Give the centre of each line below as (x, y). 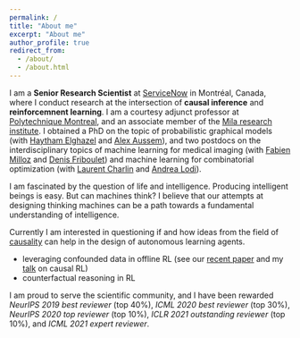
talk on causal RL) (55, 268)
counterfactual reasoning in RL (79, 277)
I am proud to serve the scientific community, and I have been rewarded (142, 295)
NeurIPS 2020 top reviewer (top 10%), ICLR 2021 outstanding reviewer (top (147, 314)
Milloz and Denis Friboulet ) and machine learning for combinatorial (132, 159)
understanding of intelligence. (64, 215)
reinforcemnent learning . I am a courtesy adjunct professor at (124, 112)
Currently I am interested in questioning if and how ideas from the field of (144, 232)
